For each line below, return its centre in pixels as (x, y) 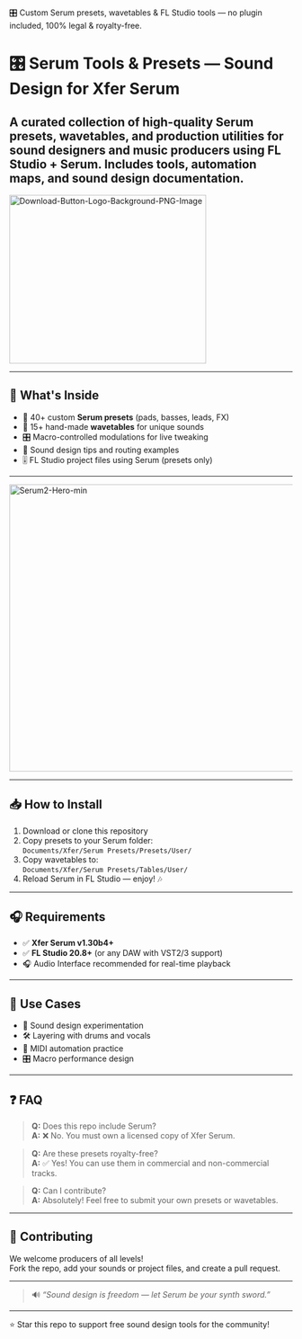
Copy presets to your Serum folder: (88, 840)
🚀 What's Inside (54, 395)
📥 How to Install (56, 804)
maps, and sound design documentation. (127, 178)
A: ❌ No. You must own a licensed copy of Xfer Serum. (133, 1136)
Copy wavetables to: (60, 859)
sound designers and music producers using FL (145, 150)
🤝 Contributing (51, 1237)
